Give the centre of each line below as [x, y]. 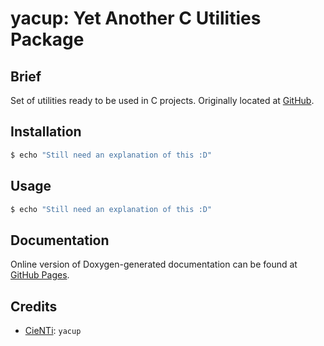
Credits [34, 306]
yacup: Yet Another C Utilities [136, 18]
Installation [46, 132]
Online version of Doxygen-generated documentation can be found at [154, 264]
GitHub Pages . [40, 275]
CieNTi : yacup [53, 330]
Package [47, 39]
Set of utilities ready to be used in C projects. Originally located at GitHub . [162, 100]
